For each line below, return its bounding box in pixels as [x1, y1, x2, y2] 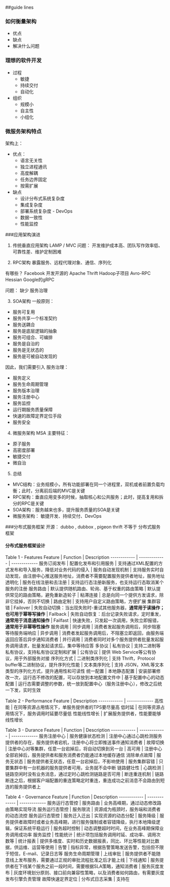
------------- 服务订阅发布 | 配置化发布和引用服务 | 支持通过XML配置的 [11, 560, 158, 566]
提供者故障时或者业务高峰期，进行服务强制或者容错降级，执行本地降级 [9, 819, 156, 825]
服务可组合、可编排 [12, 334, 53, 340]
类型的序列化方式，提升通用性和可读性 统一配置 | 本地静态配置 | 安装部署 [5, 668, 156, 674]
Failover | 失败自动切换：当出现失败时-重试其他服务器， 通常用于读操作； [13, 605, 165, 611]
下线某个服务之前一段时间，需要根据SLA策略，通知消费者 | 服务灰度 [18, 863, 160, 869]
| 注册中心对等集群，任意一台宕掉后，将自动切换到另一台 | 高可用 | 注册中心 [5, 746, 162, 752]
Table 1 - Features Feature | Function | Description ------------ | [5, 554, 138, 560]
